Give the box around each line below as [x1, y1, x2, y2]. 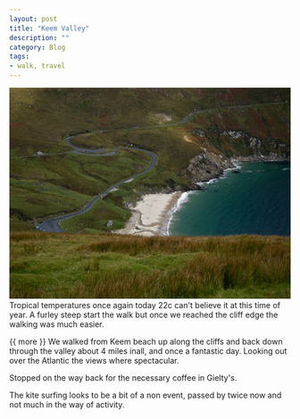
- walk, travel [9, 62, 66, 71]
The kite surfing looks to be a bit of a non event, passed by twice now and [9, 390, 282, 400]
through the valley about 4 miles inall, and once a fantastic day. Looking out [9, 346, 287, 356]
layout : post [9, 14, 58, 23]
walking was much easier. [9, 319, 104, 330]
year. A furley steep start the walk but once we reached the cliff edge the [9, 309, 279, 320]
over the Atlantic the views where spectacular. [9, 356, 179, 365]
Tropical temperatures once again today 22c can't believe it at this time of [9, 300, 281, 310]
